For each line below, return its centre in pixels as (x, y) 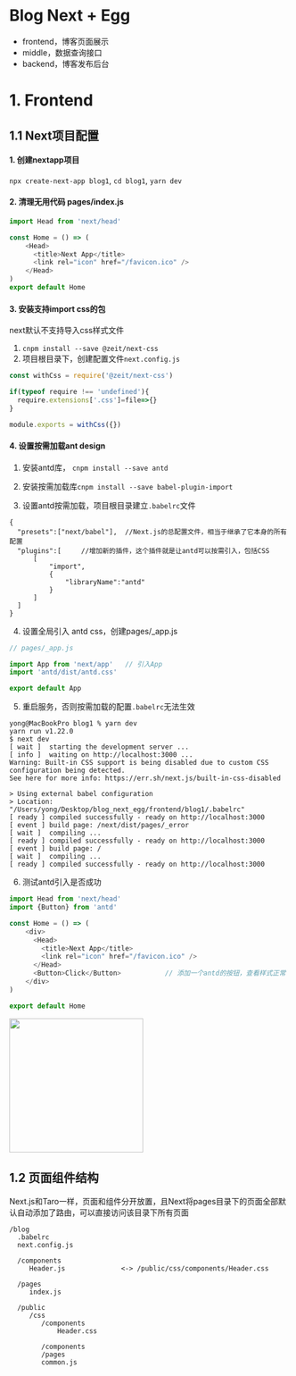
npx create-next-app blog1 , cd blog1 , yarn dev (96, 180)
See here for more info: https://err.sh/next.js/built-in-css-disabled (145, 778)
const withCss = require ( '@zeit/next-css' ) (91, 376)
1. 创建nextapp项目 (45, 160)
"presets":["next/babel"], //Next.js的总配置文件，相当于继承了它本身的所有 (152, 532)
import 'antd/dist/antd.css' (63, 672)
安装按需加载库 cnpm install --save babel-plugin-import (127, 486)
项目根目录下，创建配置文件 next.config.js (101, 359)
